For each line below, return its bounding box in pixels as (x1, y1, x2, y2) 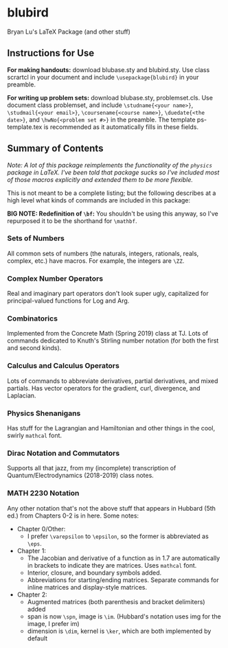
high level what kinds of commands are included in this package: (7, 196, 191, 204)
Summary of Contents (7, 143, 104, 154)
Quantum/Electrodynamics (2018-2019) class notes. (7, 472, 155, 480)
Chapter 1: (16, 546, 47, 555)
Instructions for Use (7, 47, 95, 59)
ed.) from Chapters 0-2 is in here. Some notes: (7, 511, 139, 520)
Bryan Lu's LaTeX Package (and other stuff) (7, 27, 130, 36)
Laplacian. (7, 391, 36, 400)
